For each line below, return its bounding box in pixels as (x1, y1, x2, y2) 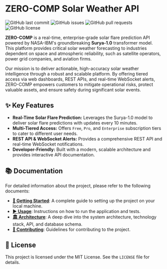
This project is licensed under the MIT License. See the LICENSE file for (5, 254, 150, 260)
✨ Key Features (5, 101, 54, 110)
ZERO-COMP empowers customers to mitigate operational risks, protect (5, 81, 154, 87)
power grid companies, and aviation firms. (5, 55, 92, 61)
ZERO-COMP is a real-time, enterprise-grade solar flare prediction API (5, 34, 151, 40)
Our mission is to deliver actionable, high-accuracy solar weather (5, 65, 139, 71)
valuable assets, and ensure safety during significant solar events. (5, 86, 141, 92)
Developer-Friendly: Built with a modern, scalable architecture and (12, 146, 151, 152)
